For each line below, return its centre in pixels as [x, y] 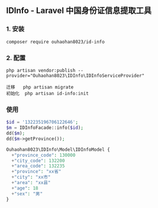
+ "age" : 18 [25, 188]
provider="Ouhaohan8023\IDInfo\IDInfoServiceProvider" [75, 75]
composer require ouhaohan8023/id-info [56, 42]
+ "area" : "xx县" [31, 183]
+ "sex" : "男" [27, 194]
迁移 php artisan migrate [40, 87]
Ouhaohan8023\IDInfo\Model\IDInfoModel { [58, 149]
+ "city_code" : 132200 [38, 160]
